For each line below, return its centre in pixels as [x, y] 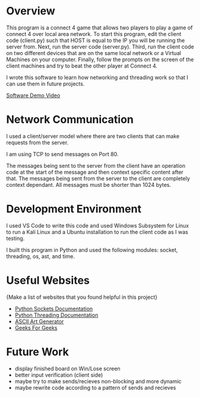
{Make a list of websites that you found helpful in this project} [82, 297]
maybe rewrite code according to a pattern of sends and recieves [95, 387]
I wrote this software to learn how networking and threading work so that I [97, 77]
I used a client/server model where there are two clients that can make [93, 136]
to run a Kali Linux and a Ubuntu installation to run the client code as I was [97, 232]
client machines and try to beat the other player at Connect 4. [82, 66]
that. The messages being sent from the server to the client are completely [98, 178]
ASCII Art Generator [39, 321]
